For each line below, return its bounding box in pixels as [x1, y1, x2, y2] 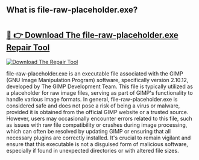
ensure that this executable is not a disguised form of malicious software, [6, 141, 189, 147]
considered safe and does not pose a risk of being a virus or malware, [6, 102, 180, 109]
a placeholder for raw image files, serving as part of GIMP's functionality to [6, 89, 193, 96]
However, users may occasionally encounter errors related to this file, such [6, 115, 193, 122]
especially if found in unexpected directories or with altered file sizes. [6, 147, 179, 154]
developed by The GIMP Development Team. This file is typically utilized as [6, 83, 193, 90]
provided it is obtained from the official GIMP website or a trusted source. [6, 109, 189, 115]
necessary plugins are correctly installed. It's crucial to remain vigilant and [6, 134, 191, 141]
